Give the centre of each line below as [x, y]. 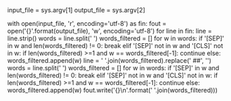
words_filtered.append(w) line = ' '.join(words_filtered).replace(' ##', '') [110, 61]
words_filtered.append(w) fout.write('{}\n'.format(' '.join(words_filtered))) [112, 90]
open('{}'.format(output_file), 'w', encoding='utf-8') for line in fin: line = [110, 31]
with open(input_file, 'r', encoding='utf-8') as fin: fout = [87, 23]
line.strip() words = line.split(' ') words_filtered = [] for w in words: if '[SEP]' [116, 38]
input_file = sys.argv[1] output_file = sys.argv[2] [76, 10]
